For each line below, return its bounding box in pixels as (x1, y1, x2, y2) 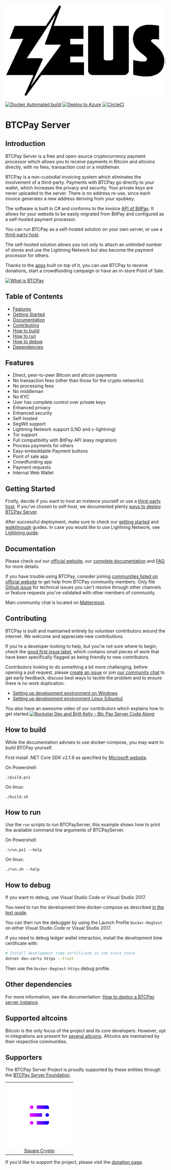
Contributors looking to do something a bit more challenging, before (5, 664, 148, 670)
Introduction (5, 139, 46, 148)
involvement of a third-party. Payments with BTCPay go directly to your (5, 179, 155, 185)
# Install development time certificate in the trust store (5, 951, 136, 956)
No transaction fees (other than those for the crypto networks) (12, 377, 144, 384)
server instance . (5, 999, 40, 1005)
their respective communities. (5, 1038, 68, 1044)
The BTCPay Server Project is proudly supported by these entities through (5, 1066, 161, 1073)
